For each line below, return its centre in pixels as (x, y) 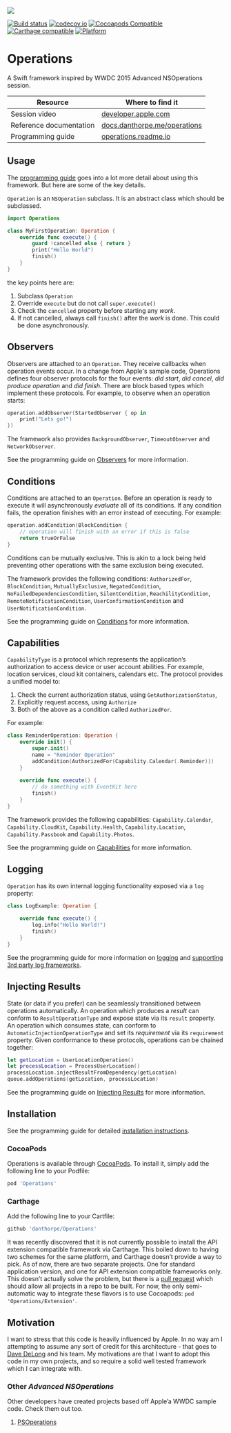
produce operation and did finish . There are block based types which (106, 385)
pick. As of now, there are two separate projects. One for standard (101, 1264)
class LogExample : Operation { (52, 906)
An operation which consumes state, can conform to (82, 1025)
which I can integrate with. (45, 1369)
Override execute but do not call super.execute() (87, 303)
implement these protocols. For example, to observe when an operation (109, 393)
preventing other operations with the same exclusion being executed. (106, 565)
